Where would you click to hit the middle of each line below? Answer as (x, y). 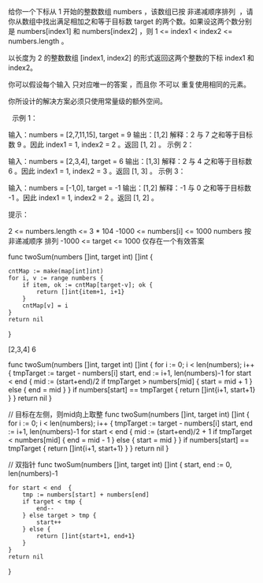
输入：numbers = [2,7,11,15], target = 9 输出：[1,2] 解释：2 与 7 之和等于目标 (131, 135)
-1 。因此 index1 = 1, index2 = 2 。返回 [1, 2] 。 (83, 198)
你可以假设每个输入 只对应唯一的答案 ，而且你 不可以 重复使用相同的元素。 (129, 84)
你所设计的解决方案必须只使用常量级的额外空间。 (87, 101)
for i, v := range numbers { (56, 278)
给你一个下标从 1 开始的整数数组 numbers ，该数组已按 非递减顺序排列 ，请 (131, 11)
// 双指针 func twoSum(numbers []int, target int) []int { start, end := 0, (120, 464)
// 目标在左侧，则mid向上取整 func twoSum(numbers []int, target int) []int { (129, 414)
